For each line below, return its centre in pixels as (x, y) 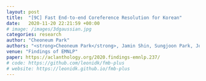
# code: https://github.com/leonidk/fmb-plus (65, 63)
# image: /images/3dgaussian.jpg (49, 29)
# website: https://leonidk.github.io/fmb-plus (68, 69)
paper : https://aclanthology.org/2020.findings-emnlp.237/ (83, 57)
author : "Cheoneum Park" (38, 40)
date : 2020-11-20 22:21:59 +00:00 (53, 23)
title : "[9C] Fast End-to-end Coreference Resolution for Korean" (94, 18)
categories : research (34, 35)
